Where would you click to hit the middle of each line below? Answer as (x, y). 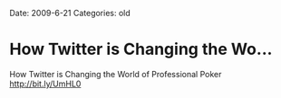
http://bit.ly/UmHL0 (45, 84)
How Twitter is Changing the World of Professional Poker (116, 74)
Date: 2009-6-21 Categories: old (70, 13)
